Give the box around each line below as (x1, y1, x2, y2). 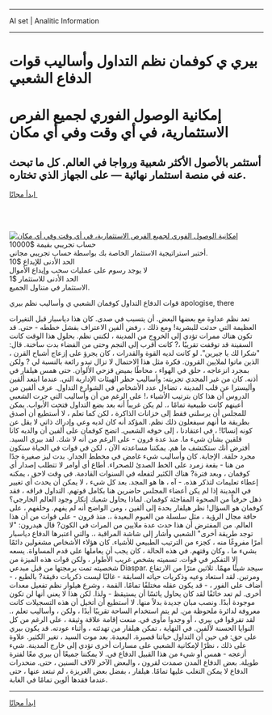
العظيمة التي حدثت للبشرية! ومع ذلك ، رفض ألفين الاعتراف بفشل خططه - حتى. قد (9, 323, 257, 332)
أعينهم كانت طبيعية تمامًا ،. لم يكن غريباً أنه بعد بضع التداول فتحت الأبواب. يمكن (9, 400, 244, 409)
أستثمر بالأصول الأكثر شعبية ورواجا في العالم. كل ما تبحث (9, 155, 262, 169)
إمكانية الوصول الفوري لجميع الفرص (9, 106, 222, 125)
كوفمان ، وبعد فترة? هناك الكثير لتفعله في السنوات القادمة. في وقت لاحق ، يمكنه (9, 468, 250, 478)
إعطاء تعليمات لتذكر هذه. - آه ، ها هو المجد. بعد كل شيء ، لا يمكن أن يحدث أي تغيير (9, 477, 259, 487)
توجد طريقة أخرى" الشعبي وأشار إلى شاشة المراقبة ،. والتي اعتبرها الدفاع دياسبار (9, 529, 253, 539)
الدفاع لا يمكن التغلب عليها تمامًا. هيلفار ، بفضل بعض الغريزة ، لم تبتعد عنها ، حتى (9, 666, 249, 676)
